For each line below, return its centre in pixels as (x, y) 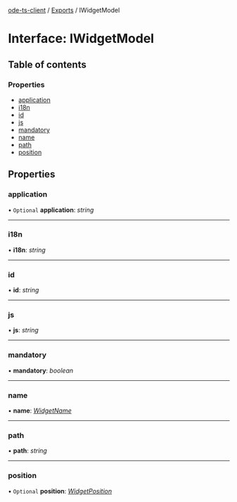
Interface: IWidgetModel (81, 39)
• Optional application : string (51, 210)
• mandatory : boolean (40, 370)
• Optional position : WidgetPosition (60, 491)
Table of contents (47, 64)
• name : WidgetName (40, 410)
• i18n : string (27, 250)
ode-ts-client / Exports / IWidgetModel (64, 10)
